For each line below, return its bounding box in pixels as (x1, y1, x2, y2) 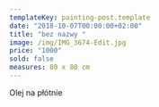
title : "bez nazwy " (9, 29, 87, 38)
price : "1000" (9, 46, 63, 55)
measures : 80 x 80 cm (9, 63, 91, 72)
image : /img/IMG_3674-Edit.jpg (9, 37, 127, 47)
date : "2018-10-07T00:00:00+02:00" (9, 21, 143, 30)
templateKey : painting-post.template (9, 12, 151, 22)
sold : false (9, 54, 54, 63)
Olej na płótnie (9, 86, 63, 98)
